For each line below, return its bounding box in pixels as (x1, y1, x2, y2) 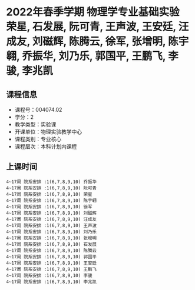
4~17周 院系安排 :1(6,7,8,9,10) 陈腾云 (6, 248, 97, 254)
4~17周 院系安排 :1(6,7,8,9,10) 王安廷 (6, 260, 97, 266)
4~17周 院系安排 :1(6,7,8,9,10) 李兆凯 (6, 279, 97, 285)
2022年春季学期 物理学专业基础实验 (6, 5, 180, 19)
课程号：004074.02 (14, 106, 62, 113)
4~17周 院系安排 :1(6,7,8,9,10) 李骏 (6, 272, 92, 278)
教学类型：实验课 (14, 121, 57, 128)
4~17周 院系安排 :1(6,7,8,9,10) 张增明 (6, 235, 97, 241)
